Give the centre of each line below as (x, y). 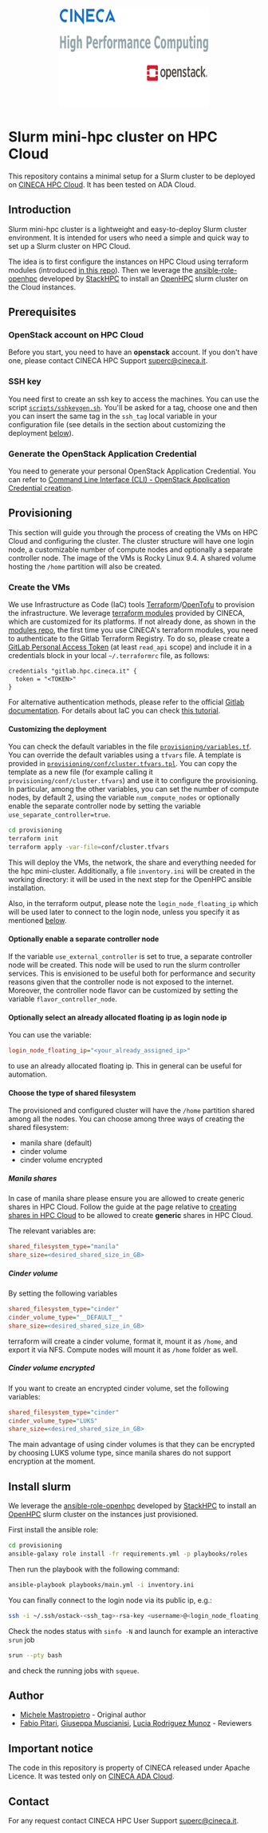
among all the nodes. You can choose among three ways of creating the (126, 1119)
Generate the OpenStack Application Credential (102, 453)
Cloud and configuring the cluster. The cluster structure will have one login (131, 541)
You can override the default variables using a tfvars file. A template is (125, 755)
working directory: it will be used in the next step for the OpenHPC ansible (130, 879)
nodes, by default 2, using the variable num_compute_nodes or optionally (124, 797)
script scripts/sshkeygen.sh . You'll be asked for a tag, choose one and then (133, 407)
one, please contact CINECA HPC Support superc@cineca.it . (108, 361)
